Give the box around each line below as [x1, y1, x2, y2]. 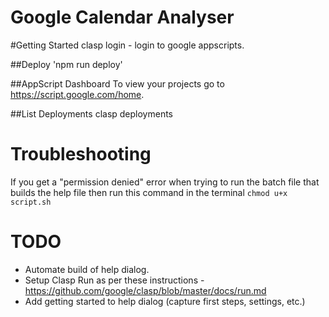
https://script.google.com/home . [10, 88, 145, 100]
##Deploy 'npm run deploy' [10, 58, 123, 70]
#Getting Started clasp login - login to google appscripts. [10, 39, 245, 51]
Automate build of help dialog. [24, 263, 150, 275]
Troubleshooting [10, 143, 152, 166]
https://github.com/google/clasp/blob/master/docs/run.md [24, 284, 267, 296]
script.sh [10, 197, 52, 207]
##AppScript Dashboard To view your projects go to [10, 77, 225, 90]
